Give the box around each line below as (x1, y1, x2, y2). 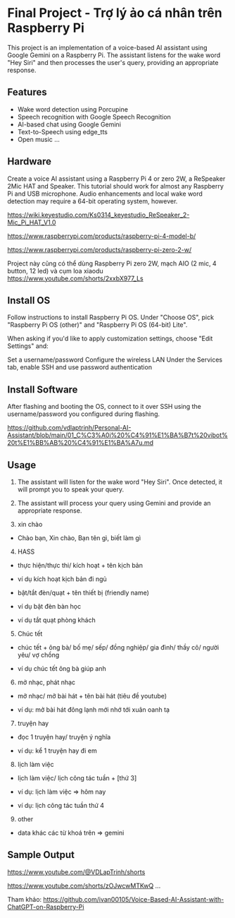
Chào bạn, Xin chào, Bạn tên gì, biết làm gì (17, 534, 141, 542)
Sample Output (7, 849, 75, 861)
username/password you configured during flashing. (7, 410, 160, 418)
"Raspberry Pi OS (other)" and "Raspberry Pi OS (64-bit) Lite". (7, 321, 188, 329)
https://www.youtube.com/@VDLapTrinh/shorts (7, 867, 146, 876)
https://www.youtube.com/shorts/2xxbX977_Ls (7, 274, 144, 282)
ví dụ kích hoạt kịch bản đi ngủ (17, 575, 107, 583)
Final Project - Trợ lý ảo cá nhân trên (7, 5, 223, 21)
